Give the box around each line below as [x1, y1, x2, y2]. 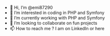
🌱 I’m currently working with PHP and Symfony [9, 15, 105, 20]
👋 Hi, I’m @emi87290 [9, 5, 53, 10]
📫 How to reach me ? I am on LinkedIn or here [9, 26, 105, 31]
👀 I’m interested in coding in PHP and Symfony [9, 10, 105, 16]
